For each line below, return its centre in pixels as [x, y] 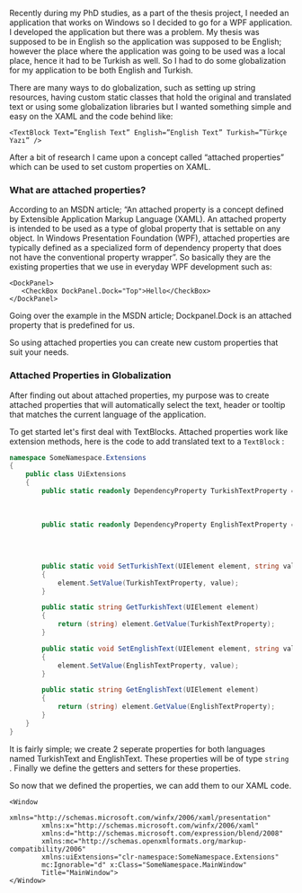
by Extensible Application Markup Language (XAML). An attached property [148, 219]
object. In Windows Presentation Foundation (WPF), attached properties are [150, 238]
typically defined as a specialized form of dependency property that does [146, 248]
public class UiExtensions [76, 474]
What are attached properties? [78, 190]
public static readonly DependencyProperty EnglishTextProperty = [169, 525]
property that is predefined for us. [72, 325]
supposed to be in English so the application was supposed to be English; [146, 41]
